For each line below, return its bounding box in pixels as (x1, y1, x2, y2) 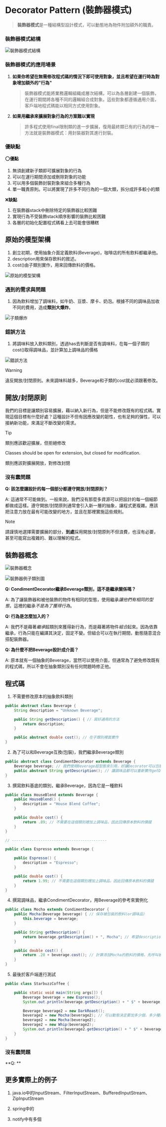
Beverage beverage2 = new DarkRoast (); (23, 1008, 105, 1013)
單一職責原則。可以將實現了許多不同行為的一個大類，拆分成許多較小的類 (12, 186, 160, 192)
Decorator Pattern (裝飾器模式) (5, 4, 132, 16)
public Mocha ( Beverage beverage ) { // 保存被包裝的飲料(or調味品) (14, 912, 146, 917)
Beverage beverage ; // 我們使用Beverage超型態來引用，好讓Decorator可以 (14, 764, 156, 768)
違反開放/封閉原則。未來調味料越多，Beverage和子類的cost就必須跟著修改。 (5, 377, 161, 384)
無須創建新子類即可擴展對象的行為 (12, 167, 82, 173)
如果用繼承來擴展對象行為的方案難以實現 (12, 113, 95, 119)
